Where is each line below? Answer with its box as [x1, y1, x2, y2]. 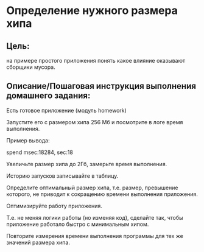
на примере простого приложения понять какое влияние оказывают [6, 57, 186, 64]
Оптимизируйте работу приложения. [6, 202, 102, 209]
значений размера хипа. [6, 239, 70, 246]
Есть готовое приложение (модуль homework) [6, 107, 127, 114]
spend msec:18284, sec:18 [6, 149, 73, 156]
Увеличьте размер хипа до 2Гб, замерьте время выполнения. [6, 160, 167, 167]
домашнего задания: [6, 91, 91, 101]
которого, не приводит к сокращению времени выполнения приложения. [6, 190, 198, 198]
